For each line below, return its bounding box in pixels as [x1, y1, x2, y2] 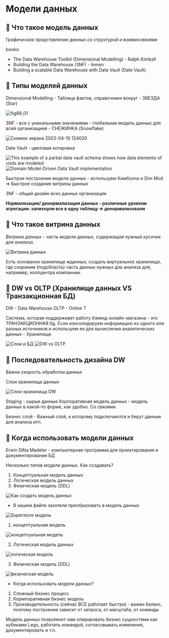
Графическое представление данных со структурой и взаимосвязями [6, 36, 158, 42]
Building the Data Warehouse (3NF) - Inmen [13, 62, 104, 67]
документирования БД [6, 452, 55, 459]
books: [6, 47, 20, 52]
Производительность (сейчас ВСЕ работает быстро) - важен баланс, [13, 601, 162, 607]
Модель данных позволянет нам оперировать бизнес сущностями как [6, 616, 158, 622]
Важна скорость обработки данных [6, 369, 82, 375]
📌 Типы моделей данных [6, 81, 88, 90]
